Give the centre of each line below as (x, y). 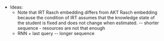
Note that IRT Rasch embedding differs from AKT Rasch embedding (87, 12)
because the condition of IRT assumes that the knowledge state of (86, 18)
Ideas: (16, 7)
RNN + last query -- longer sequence (56, 33)
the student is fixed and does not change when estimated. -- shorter (88, 23)
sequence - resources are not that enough (61, 28)
